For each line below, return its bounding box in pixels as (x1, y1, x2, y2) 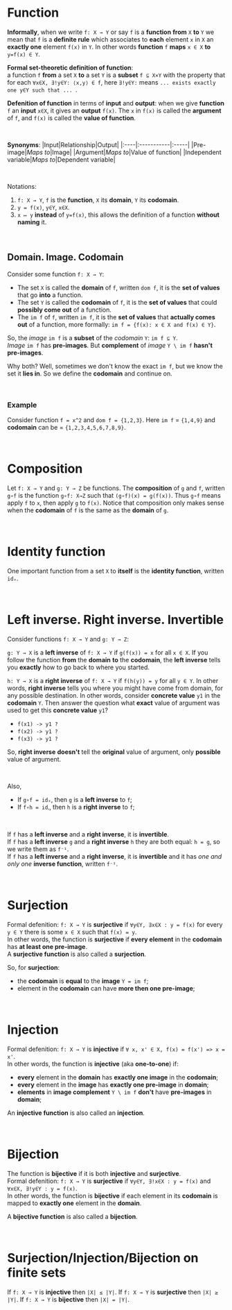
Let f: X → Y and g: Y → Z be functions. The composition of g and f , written (7, 484, 225, 492)
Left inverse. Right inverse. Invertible (7, 612, 224, 628)
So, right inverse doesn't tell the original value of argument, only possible (7, 748, 221, 756)
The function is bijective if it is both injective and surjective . (7, 1169, 181, 1177)
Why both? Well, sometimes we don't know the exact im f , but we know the (7, 362, 223, 370)
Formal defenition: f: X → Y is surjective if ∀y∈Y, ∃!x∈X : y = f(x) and (7, 1177, 211, 1185)
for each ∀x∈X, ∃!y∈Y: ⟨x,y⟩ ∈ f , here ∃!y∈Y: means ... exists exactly (7, 78, 216, 86)
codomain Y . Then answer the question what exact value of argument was (7, 698, 220, 707)
